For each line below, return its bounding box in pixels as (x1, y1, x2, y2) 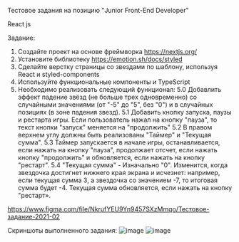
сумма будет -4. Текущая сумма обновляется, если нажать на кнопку (17, 184, 233, 191)
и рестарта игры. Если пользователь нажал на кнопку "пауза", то (17, 115, 218, 124)
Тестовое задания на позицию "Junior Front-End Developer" (7, 6, 189, 14)
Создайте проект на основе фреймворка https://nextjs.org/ (17, 48, 198, 56)
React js (7, 20, 31, 28)
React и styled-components (17, 70, 100, 78)
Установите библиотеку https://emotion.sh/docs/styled (17, 55, 183, 63)
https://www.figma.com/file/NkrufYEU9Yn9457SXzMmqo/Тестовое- (7, 205, 210, 213)
